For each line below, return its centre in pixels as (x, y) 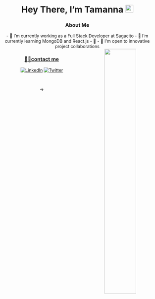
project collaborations (77, 47)
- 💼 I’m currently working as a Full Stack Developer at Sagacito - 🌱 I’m (77, 36)
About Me (77, 25)
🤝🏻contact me (42, 60)
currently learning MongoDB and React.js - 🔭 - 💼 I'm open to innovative (77, 41)
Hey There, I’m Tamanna (72, 10)
